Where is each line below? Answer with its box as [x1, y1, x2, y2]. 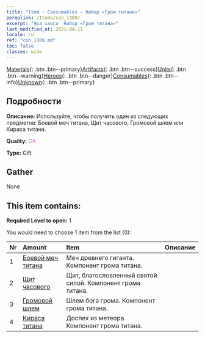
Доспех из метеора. [66, 314, 126, 323]
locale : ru [6, 32, 34, 38]
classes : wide [6, 49, 43, 55]
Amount [22, 243, 47, 252]
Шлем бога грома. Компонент [66, 296, 156, 305]
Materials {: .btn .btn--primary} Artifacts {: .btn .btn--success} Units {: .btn [6, 65, 186, 73]
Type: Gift [6, 149, 32, 156]
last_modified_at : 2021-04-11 [6, 26, 84, 32]
